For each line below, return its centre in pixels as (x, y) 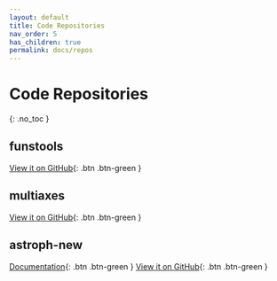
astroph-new (46, 245)
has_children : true (45, 42)
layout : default (39, 17)
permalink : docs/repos (51, 51)
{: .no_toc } (29, 119)
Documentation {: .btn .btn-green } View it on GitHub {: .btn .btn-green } (138, 266)
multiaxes (37, 196)
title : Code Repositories (57, 26)
